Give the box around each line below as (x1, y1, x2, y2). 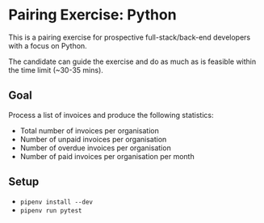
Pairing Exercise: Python (8, 6, 177, 24)
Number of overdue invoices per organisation (19, 143, 171, 153)
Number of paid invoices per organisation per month (19, 151, 195, 161)
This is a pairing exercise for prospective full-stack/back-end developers (8, 32, 251, 42)
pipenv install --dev (19, 198, 93, 206)
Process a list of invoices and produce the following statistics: (8, 110, 214, 120)
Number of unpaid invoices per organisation (19, 134, 167, 144)
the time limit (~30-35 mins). (8, 65, 103, 74)
